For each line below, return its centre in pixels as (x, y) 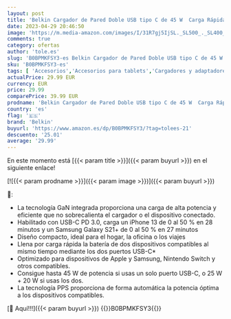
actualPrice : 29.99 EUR (41, 77)
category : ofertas (33, 45)
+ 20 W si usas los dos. (50, 281)
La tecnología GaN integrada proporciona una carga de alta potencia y (117, 208)
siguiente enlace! (31, 168)
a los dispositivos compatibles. (60, 295)
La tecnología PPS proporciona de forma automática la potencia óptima (118, 288)
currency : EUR (27, 84)
